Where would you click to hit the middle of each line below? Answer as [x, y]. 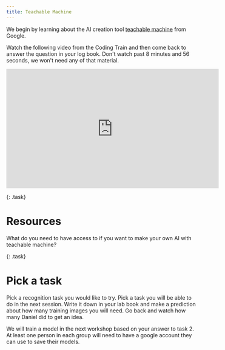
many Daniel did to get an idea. [45, 317]
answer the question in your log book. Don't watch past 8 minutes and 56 [98, 54]
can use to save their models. [43, 342]
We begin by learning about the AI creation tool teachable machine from [96, 29]
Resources [34, 221]
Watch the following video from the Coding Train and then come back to [96, 47]
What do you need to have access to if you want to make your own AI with [99, 238]
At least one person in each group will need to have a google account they [99, 335]
